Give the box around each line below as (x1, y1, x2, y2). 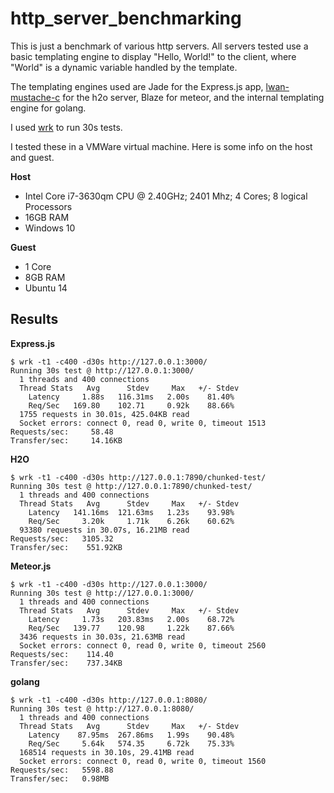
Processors (24, 200, 73, 212)
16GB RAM (24, 211, 70, 223)
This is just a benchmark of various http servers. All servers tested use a (10, 40, 309, 52)
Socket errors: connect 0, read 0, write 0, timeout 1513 (19, 418, 267, 428)
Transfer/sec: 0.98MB (10, 773, 110, 784)
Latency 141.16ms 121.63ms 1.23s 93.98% (28, 507, 235, 517)
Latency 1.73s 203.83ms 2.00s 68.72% (28, 614, 235, 624)
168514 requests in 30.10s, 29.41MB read (19, 747, 195, 757)
